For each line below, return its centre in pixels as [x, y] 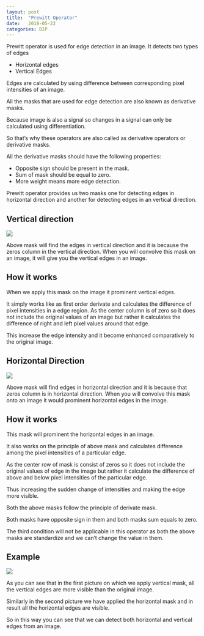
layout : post [23, 12]
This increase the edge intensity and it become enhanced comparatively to [100, 335]
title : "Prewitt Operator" [42, 18]
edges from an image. [34, 626]
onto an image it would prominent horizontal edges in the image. [87, 400]
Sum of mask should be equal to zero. [63, 175]
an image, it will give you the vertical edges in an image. [77, 258]
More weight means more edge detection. [68, 182]
